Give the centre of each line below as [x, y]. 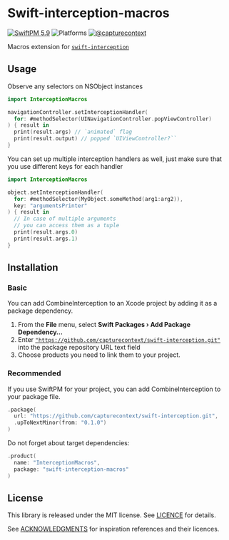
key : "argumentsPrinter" [51, 206]
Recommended [35, 373]
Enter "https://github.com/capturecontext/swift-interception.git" [119, 340]
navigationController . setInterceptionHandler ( [78, 112]
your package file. [34, 396]
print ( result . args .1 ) [46, 239]
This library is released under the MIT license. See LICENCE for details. [112, 515]
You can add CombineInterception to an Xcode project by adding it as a [112, 303]
